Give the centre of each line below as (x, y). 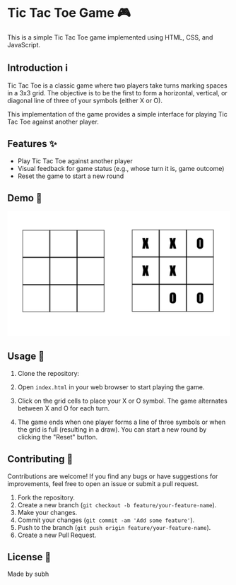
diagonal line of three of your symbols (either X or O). (85, 100)
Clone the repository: (48, 373)
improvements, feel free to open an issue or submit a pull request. (103, 483)
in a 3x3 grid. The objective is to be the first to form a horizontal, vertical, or (117, 93)
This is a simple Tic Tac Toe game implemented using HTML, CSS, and (110, 37)
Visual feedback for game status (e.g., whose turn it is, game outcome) (121, 168)
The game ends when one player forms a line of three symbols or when (122, 422)
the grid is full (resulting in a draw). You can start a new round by (112, 429)
